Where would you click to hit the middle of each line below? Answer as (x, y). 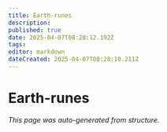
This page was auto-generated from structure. (84, 119)
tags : (17, 45)
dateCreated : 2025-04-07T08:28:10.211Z (74, 60)
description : (30, 23)
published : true (35, 30)
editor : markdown (37, 52)
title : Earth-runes (40, 15)
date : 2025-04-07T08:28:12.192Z (61, 37)
